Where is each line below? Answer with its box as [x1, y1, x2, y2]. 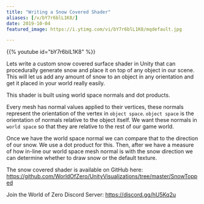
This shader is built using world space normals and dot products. [6, 91, 170, 99]
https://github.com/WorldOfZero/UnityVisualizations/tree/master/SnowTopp [6, 173, 198, 180]
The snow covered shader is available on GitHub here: [6, 166, 143, 173]
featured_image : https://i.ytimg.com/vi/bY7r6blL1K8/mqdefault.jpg [6, 26, 183, 32]
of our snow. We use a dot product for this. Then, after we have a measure [6, 142, 194, 149]
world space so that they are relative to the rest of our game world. [6, 123, 175, 130]
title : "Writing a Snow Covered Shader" [6, 9, 111, 15]
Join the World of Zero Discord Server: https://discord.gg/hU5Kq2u [6, 191, 176, 198]
